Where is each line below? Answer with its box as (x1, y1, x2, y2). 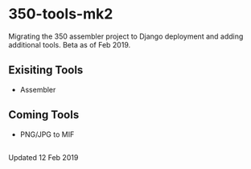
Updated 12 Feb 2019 (8, 152, 79, 162)
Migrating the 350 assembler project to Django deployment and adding (8, 31, 244, 41)
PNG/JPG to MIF (19, 130, 75, 139)
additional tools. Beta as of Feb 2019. (8, 39, 131, 49)
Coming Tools (8, 108, 80, 122)
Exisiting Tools (8, 64, 84, 77)
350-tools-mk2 (8, 5, 113, 23)
